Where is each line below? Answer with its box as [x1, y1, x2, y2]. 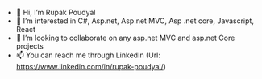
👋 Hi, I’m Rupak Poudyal [15, 8, 96, 17]
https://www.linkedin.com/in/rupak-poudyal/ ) [15, 62, 167, 71]
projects [15, 41, 44, 51]
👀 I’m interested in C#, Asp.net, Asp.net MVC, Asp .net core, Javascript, [15, 16, 254, 26]
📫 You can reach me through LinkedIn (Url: [15, 50, 161, 60]
